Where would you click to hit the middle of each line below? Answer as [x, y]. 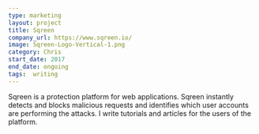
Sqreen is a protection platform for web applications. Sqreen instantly [121, 96]
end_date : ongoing [38, 67]
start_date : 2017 [37, 60]
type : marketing [35, 15]
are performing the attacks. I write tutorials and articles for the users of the [129, 113]
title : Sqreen [32, 30]
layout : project [35, 23]
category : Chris [35, 52]
